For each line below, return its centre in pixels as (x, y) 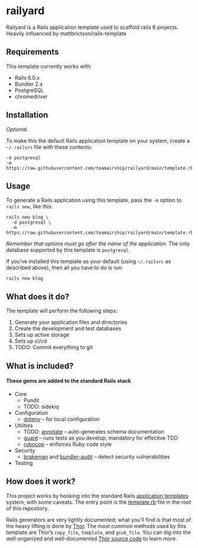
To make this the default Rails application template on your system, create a (98, 140)
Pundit (31, 400)
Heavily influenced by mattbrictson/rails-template (66, 33)
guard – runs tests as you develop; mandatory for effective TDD (100, 438)
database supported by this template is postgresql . (68, 250)
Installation (27, 115)
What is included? (40, 366)
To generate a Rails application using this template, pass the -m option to (94, 200)
